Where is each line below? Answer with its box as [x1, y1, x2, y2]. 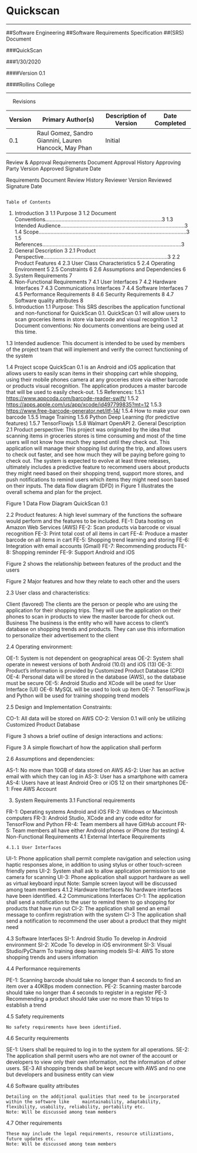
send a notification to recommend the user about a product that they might [6, 917, 186, 924]
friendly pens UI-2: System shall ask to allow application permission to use [6, 867, 186, 874]
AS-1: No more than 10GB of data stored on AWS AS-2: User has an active [6, 766, 185, 774]
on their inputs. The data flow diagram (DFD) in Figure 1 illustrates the [6, 482, 174, 489]
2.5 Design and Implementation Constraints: [6, 703, 113, 710]
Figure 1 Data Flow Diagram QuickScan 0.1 [6, 500, 108, 507]
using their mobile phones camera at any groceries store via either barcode [6, 376, 188, 383]
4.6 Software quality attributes [6, 1082, 80, 1089]
